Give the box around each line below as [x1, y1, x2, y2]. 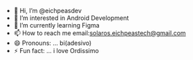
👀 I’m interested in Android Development [13, 14, 129, 22]
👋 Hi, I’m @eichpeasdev [13, 7, 82, 14]
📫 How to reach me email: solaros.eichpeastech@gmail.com [13, 29, 186, 37]
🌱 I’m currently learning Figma [13, 21, 100, 29]
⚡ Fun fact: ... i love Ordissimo [13, 47, 99, 54]
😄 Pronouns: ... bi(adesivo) [13, 39, 92, 47]
